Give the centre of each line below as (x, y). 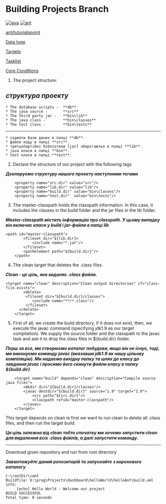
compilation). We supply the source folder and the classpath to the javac (86, 333)
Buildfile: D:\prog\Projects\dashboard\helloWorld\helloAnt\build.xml (80, 480)
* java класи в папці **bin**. (38, 151)
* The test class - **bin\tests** (49, 125)
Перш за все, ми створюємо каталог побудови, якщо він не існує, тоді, (83, 348)
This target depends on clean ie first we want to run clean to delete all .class (83, 418)
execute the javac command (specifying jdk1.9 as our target (73, 328)
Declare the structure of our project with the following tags (72, 164)
